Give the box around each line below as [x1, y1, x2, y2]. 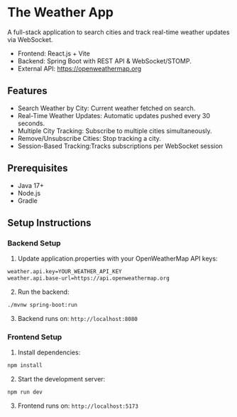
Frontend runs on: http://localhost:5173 [17, 401, 138, 410]
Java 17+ [17, 181, 44, 189]
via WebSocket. [7, 35, 53, 43]
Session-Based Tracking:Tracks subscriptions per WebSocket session [17, 142, 224, 150]
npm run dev [7, 389, 43, 396]
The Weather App [7, 4, 114, 21]
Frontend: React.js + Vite [17, 49, 90, 58]
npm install [7, 362, 43, 369]
